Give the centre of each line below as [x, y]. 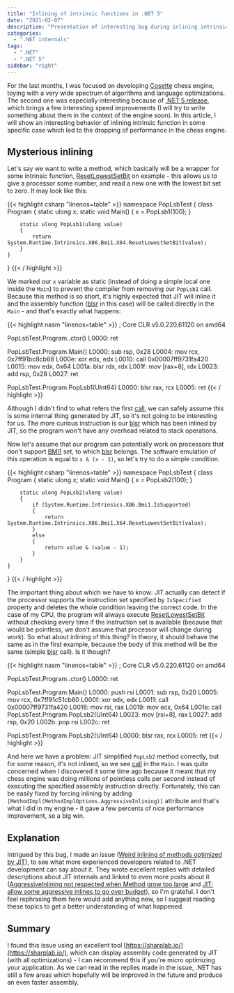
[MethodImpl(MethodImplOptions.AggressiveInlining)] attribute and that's [113, 801]
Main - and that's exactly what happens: [64, 311]
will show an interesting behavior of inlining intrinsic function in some [106, 122]
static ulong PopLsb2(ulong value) [71, 493]
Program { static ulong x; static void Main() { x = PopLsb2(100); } [100, 480]
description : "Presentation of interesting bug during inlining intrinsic [118, 27]
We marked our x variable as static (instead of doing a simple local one [109, 282]
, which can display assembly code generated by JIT [142, 953]
